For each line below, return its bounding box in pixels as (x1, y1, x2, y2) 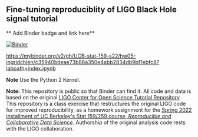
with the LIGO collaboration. (6, 125, 74, 132)
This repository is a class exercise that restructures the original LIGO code (6, 100, 186, 107)
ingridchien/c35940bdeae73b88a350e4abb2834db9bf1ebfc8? (6, 58, 160, 65)
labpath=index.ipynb (6, 65, 56, 72)
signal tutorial (6, 14, 58, 24)
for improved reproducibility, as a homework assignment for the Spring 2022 (6, 106, 192, 113)
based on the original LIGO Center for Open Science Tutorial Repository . (6, 93, 181, 101)
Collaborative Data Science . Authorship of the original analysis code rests (6, 119, 186, 126)
